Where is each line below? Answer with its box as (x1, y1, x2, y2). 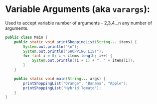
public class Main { (5, 35, 48, 40)
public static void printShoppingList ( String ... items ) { (14, 39, 137, 44)
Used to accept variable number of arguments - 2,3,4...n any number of (5, 20, 153, 26)
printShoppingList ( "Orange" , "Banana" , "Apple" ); (23, 81, 128, 86)
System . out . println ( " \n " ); (23, 44, 79, 49)
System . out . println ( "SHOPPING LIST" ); (23, 49, 104, 54)
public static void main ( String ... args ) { (14, 76, 106, 81)
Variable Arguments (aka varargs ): (5, 3, 151, 15)
